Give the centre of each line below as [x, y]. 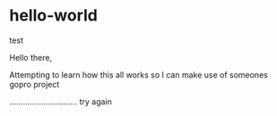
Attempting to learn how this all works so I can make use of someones [139, 75]
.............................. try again [61, 101]
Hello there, [30, 57]
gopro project [35, 84]
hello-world [54, 16]
